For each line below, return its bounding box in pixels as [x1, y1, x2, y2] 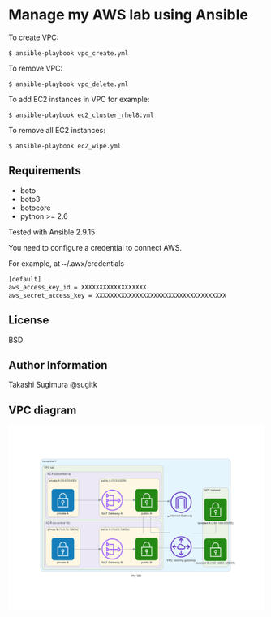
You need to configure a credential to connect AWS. [8, 242, 183, 252]
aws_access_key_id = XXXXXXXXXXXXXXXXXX [8, 283, 148, 291]
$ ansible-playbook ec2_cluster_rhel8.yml [8, 111, 154, 119]
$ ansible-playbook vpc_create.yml [8, 49, 129, 58]
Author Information [8, 358, 108, 372]
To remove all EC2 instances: [8, 125, 105, 135]
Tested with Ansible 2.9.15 [8, 227, 96, 237]
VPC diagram [8, 403, 77, 417]
